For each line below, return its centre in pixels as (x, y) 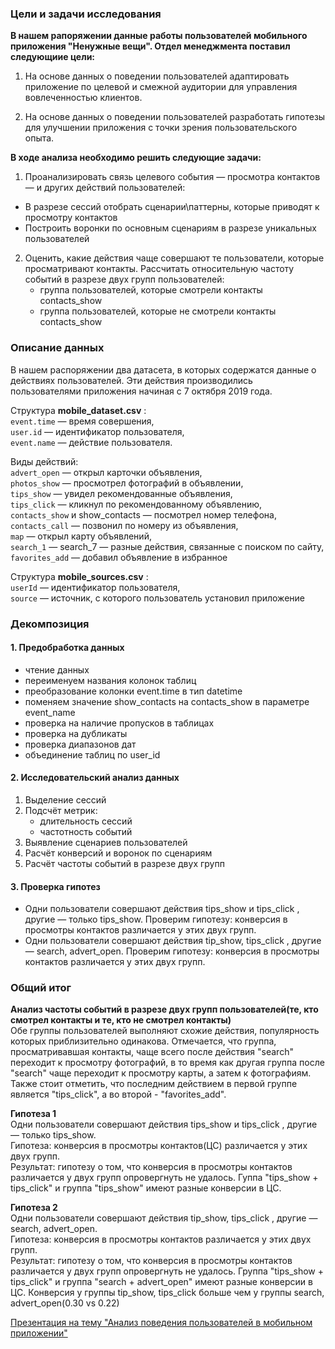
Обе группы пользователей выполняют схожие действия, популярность (165, 1031)
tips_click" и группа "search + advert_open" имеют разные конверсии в (161, 1282)
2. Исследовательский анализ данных (95, 778)
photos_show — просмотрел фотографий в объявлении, (127, 483)
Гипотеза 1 (33, 1114)
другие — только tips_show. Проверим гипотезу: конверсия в (156, 919)
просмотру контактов (71, 218)
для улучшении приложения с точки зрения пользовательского (161, 128)
